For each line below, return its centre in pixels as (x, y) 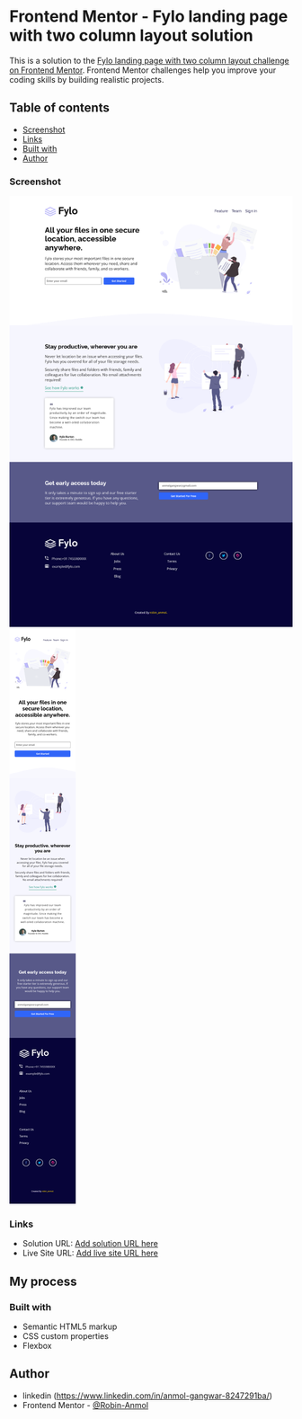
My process (43, 1281)
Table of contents (59, 108)
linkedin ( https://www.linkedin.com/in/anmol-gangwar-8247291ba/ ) (147, 1396)
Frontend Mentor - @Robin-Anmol (85, 1405)
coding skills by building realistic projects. (87, 79)
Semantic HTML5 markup (70, 1326)
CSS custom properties (66, 1335)
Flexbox (37, 1345)
